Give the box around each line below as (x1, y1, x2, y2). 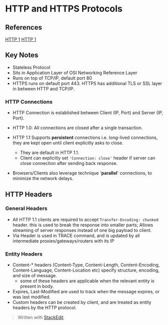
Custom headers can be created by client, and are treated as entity (12, 299, 152, 305)
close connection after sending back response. (20, 160, 118, 167)
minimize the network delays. (12, 176, 74, 182)
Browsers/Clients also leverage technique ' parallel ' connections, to (12, 170, 152, 176)
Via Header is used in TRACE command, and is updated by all (12, 232, 140, 238)
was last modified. (12, 294, 51, 300)
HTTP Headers (5, 190, 52, 199)
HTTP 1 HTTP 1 (5, 36, 37, 42)
